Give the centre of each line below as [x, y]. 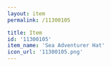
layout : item [26, 14]
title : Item [25, 33]
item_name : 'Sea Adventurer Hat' [56, 46]
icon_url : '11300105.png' [45, 52]
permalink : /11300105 [39, 20]
